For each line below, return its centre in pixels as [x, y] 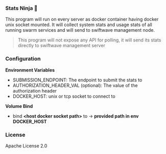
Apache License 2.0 [26, 146]
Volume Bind [19, 106]
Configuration [23, 59]
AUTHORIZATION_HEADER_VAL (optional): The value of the [75, 85]
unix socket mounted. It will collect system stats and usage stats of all [79, 25]
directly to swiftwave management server [62, 46]
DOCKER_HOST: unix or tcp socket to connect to [64, 96]
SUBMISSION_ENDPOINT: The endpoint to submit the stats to [77, 80]
